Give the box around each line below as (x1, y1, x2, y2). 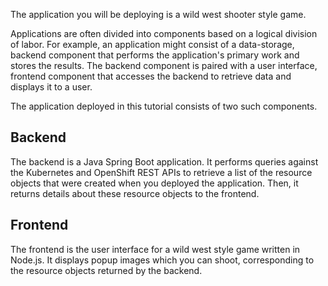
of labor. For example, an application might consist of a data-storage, (10, 39, 295, 50)
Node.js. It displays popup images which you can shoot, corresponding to (10, 254, 315, 266)
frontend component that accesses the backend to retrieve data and (10, 70, 292, 82)
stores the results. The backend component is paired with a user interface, (10, 60, 318, 71)
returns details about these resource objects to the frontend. (10, 187, 260, 199)
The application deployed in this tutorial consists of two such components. (10, 100, 318, 112)
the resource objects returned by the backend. (10, 264, 203, 276)
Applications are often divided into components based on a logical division (10, 28, 318, 39)
